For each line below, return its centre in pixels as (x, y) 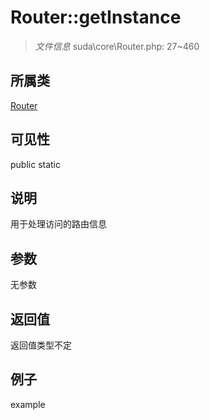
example (28, 404)
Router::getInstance (96, 17)
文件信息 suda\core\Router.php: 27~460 (117, 46)
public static (36, 164)
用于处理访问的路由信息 (58, 224)
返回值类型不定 (41, 345)
